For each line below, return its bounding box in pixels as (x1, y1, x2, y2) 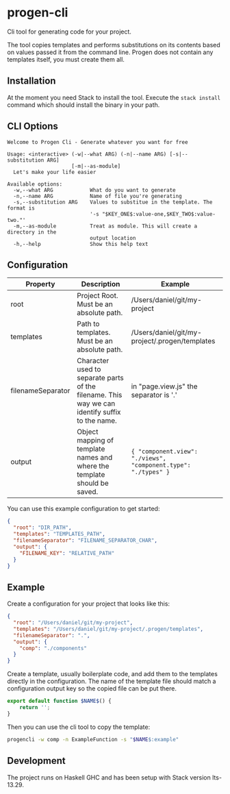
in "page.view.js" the (131, 382, 198, 391)
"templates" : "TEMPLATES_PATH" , (13, 531, 106, 538)
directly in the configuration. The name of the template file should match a (7, 677, 216, 686)
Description (81, 280, 120, 289)
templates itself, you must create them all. (7, 55, 125, 63)
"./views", (131, 454, 166, 462)
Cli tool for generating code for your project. (7, 27, 132, 36)
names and (77, 453, 113, 462)
